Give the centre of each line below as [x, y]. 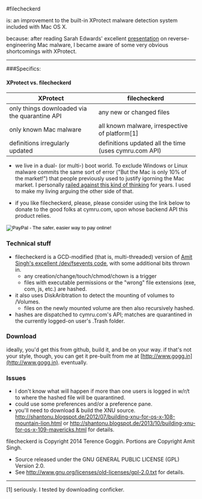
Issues [16, 378]
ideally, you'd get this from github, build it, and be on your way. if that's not [99, 349]
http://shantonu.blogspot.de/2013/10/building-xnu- [133, 423]
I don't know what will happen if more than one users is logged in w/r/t [102, 391]
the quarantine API [35, 116]
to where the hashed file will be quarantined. [70, 398]
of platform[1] [118, 133]
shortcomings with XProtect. [41, 51]
